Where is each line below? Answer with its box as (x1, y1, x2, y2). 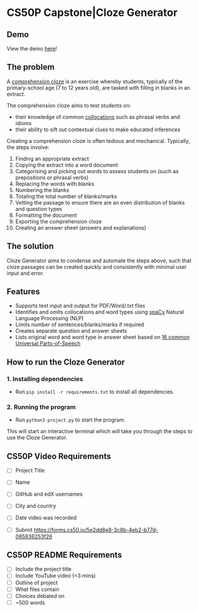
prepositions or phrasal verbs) (15, 174, 89, 181)
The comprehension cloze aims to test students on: (6, 102, 131, 109)
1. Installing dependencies (6, 375, 83, 383)
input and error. (6, 269, 45, 277)
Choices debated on (15, 592, 65, 599)
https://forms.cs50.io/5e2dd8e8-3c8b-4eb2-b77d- (34, 526, 159, 533)
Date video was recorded (15, 514, 77, 521)
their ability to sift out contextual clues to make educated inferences (15, 126, 180, 133)
